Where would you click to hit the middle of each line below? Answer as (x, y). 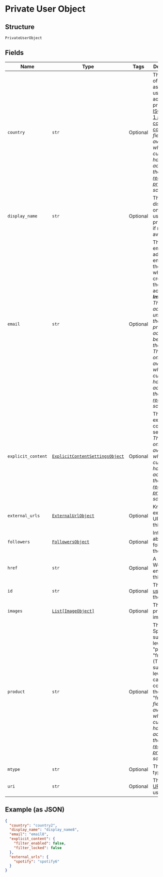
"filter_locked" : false (38, 848)
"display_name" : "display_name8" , (44, 830)
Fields (15, 53)
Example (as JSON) (35, 810)
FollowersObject (71, 542)
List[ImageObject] (73, 611)
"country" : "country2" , (33, 825)
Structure (20, 27)
